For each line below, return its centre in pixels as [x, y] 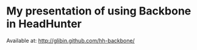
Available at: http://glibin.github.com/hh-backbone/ [71, 40]
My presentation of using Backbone [99, 11]
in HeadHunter [44, 24]
